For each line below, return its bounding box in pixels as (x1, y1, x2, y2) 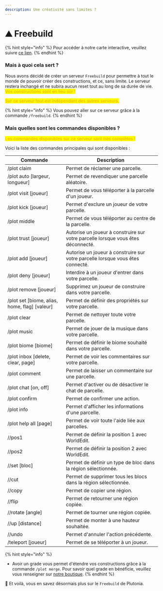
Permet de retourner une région (65, 495, 138, 502)
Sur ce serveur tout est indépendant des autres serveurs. (5, 98, 120, 104)
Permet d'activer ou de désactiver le (65, 381, 149, 388)
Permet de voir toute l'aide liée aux (65, 417, 145, 424)
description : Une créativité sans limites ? (5, 7, 97, 12)
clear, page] (7, 359, 35, 366)
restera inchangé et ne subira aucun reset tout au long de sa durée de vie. (5, 83, 153, 89)
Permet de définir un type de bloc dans (65, 459, 155, 466)
